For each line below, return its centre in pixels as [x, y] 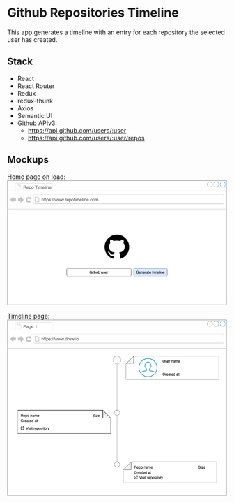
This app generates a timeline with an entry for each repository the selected [116, 32]
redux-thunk [35, 101]
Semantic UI [35, 115]
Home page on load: [37, 177]
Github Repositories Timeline [93, 13]
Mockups [28, 160]
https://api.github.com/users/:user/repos [86, 138]
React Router [36, 86]
